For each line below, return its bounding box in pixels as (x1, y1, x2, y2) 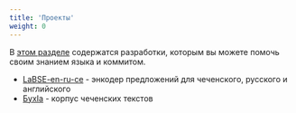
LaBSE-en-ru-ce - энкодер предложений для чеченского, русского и (22, 73, 288, 84)
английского (22, 83, 71, 94)
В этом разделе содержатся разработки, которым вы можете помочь (9, 46, 280, 57)
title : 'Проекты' (9, 13, 75, 23)
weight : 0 (9, 22, 47, 31)
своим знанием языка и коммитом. (9, 56, 146, 67)
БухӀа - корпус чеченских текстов (22, 92, 153, 104)
